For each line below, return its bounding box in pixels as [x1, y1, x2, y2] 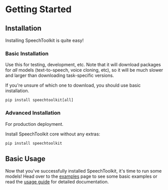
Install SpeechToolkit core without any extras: [5, 131, 100, 137]
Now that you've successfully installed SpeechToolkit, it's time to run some [5, 168, 162, 174]
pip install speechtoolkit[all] [5, 98, 74, 103]
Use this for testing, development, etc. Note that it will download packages [5, 62, 161, 68]
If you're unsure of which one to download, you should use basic [5, 83, 141, 89]
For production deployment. [5, 121, 63, 127]
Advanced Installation [5, 110, 61, 117]
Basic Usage [5, 154, 46, 163]
